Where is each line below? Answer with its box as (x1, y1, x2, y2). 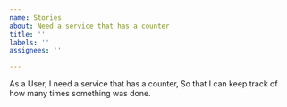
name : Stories (9, 12, 63, 22)
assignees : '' (9, 46, 63, 55)
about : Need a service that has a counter (9, 21, 170, 30)
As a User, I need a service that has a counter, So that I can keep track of (9, 78, 279, 89)
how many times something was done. (9, 88, 151, 99)
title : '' (9, 29, 46, 38)
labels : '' (9, 37, 50, 47)
